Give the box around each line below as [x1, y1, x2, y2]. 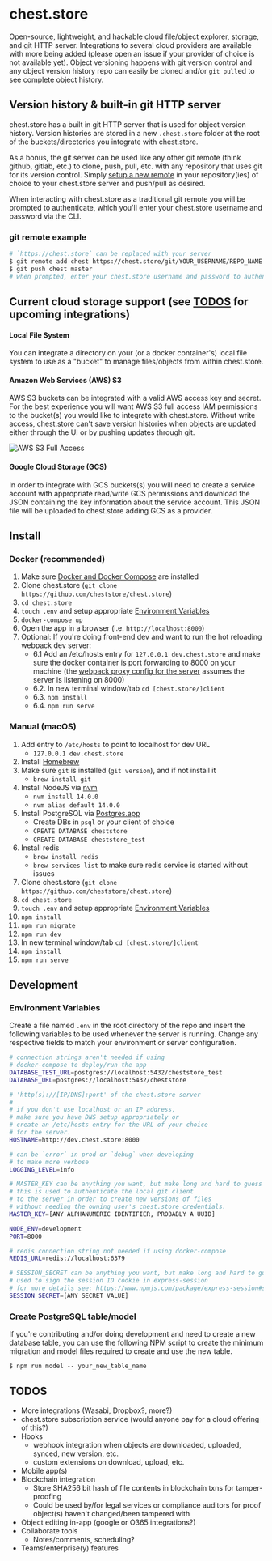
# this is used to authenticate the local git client [9, 1188, 195, 1196]
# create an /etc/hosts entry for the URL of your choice [9, 1121, 208, 1129]
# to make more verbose [9, 1158, 90, 1166]
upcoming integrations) [9, 307, 131, 321]
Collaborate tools [20, 1525, 78, 1535]
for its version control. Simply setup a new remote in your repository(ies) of [9, 169, 259, 179]
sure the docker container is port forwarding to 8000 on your [32, 657, 236, 668]
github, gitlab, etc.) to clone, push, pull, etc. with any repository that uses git [9, 161, 262, 171]
